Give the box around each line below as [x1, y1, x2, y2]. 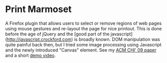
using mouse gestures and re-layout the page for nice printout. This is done [5, 25, 162, 31]
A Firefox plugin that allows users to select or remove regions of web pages [5, 20, 162, 26]
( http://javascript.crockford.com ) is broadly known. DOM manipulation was [5, 36, 160, 42]
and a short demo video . [5, 52, 56, 58]
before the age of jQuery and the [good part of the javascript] [5, 31, 133, 37]
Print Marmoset [5, 4, 72, 15]
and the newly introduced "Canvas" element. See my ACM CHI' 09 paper [5, 47, 157, 53]
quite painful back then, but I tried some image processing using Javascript [5, 41, 162, 47]
